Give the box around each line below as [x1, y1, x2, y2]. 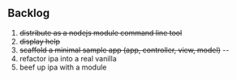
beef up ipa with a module [19, 62, 107, 72]
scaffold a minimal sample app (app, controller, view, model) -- [19, 44, 230, 55]
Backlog [7, 6, 50, 20]
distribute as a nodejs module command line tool [19, 27, 183, 37]
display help [19, 36, 60, 46]
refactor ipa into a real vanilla [19, 53, 117, 63]
